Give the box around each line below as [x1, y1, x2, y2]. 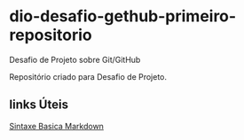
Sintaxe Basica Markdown [9, 121, 105, 131]
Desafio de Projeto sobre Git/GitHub [9, 54, 141, 65]
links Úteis [9, 97, 69, 113]
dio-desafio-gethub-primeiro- [9, 6, 237, 27]
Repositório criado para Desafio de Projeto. [9, 71, 167, 82]
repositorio [9, 25, 92, 45]
